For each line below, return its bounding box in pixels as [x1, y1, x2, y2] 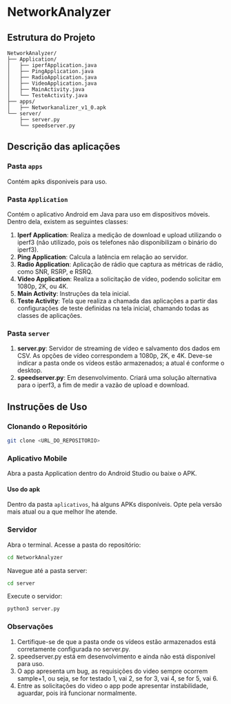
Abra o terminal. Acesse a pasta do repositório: [7, 541, 141, 549]
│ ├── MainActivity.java [7, 86, 85, 93]
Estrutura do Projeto [7, 32, 96, 43]
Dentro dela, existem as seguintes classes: [7, 217, 129, 225]
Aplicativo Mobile [7, 453, 68, 463]
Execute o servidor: [7, 592, 63, 601]
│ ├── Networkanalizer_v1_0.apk [7, 104, 107, 111]
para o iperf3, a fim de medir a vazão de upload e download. [17, 381, 190, 390]
